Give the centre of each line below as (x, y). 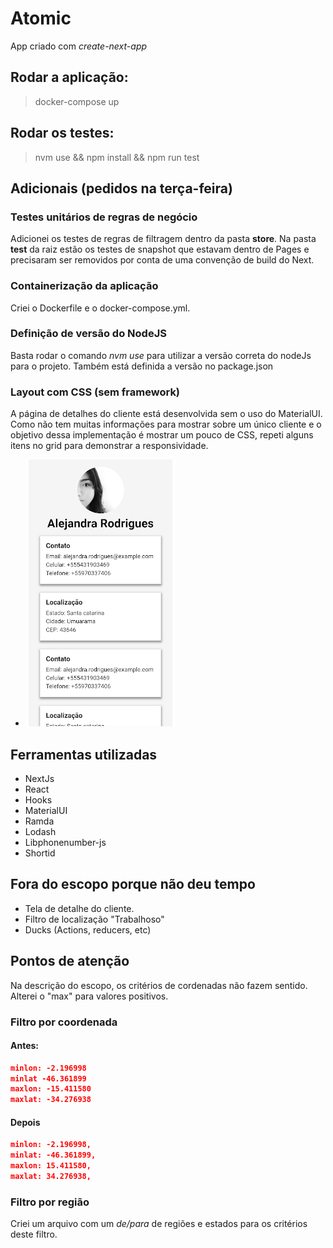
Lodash (40, 831)
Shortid (40, 853)
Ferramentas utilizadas (84, 754)
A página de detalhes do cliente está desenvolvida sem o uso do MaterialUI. (166, 414)
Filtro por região (50, 1202)
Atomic (41, 18)
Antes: (25, 1046)
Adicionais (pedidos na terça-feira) (121, 188)
